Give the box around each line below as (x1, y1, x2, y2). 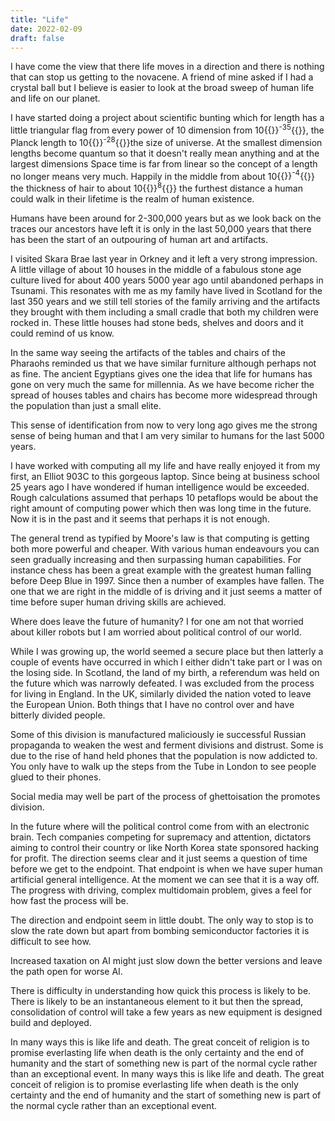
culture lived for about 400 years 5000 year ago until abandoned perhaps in (10, 274, 324, 286)
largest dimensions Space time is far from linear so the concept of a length (10, 157, 318, 170)
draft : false (10, 33, 65, 43)
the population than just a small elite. (10, 400, 162, 411)
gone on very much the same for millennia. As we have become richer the (10, 379, 315, 390)
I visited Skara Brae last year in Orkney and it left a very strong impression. (10, 253, 318, 265)
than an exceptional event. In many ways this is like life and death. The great (10, 1068, 325, 1080)
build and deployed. (10, 1017, 92, 1028)
